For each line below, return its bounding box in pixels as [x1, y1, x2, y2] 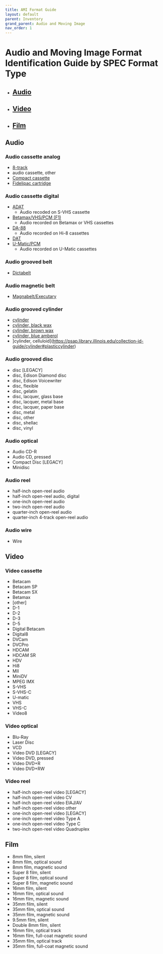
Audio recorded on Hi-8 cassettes [19, 230, 89, 236]
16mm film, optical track [12, 927, 61, 933]
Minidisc [12, 464, 30, 470]
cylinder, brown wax [12, 328, 54, 334]
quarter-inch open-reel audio [12, 509, 72, 515]
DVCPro [12, 642, 29, 648]
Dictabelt [12, 270, 31, 276]
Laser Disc [12, 739, 35, 745]
